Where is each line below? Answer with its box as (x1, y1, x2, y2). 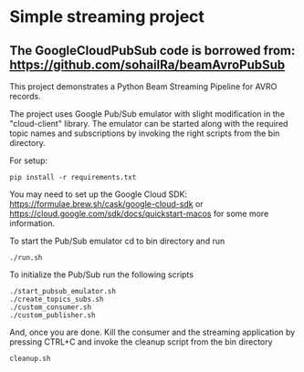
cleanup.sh (9, 354, 51, 363)
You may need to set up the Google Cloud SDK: (9, 189, 188, 200)
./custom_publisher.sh (9, 311, 96, 320)
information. (9, 218, 56, 229)
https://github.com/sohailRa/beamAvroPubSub (9, 57, 286, 72)
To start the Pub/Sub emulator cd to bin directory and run (9, 235, 225, 246)
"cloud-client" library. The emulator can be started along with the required (9, 119, 288, 129)
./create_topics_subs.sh (9, 294, 104, 304)
